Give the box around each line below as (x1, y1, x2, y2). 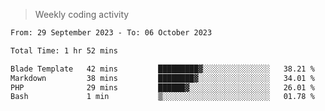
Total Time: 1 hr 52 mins (10, 45, 118, 56)
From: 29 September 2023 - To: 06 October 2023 (10, 28, 213, 38)
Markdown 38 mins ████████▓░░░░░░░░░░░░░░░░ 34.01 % (10, 73, 315, 83)
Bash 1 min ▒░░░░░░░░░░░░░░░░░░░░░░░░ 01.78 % (10, 92, 315, 102)
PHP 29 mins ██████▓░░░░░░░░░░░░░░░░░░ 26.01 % (10, 82, 315, 93)
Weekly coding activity (34, 9, 130, 20)
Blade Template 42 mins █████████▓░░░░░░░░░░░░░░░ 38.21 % (10, 64, 315, 74)
